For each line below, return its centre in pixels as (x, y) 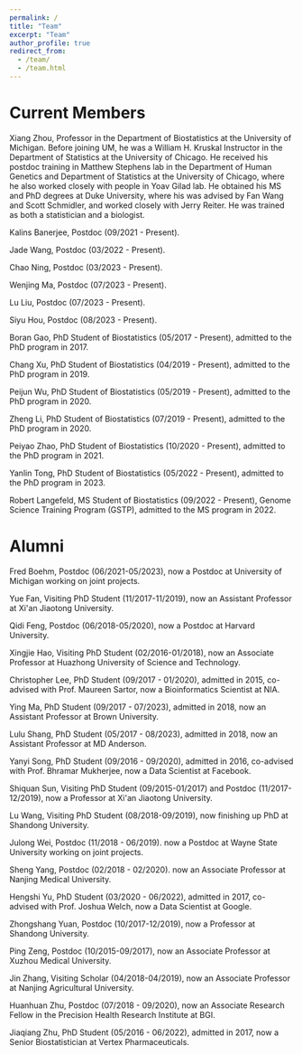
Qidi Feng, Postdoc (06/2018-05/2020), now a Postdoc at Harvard (132, 626)
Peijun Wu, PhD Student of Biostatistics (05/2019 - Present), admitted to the (150, 391)
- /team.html (42, 69)
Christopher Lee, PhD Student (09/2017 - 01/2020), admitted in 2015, (137, 680)
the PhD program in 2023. (58, 482)
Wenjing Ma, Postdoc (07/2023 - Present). (88, 285)
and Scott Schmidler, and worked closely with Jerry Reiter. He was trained (147, 205)
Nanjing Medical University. (60, 879)
